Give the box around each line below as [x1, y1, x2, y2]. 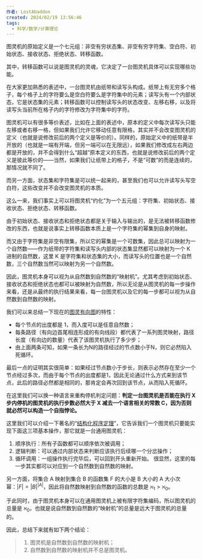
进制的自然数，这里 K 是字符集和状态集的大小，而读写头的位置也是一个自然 [6, 253, 192, 260]
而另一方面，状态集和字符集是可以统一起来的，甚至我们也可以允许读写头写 [6, 177, 191, 184]
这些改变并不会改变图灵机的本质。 [22, 184, 106, 191]
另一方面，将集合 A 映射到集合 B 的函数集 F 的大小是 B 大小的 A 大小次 [6, 475, 181, 483]
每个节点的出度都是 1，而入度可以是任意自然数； [14, 321, 135, 329]
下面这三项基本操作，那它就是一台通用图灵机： [11, 427, 127, 434]
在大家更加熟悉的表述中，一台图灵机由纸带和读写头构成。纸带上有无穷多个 [6, 84, 191, 91]
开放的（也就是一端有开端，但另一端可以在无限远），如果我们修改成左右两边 [6, 141, 194, 149]
